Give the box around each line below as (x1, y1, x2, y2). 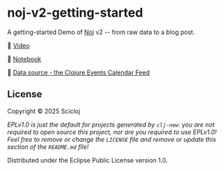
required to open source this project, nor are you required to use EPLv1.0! (7, 127, 217, 136)
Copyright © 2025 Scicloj (7, 106, 81, 115)
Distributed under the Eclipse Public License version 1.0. (7, 156, 168, 164)
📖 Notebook (7, 54, 42, 63)
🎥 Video (7, 41, 30, 49)
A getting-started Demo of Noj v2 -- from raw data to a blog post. (7, 28, 195, 36)
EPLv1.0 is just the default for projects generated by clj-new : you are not (7, 120, 215, 129)
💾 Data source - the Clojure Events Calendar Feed (7, 68, 150, 76)
